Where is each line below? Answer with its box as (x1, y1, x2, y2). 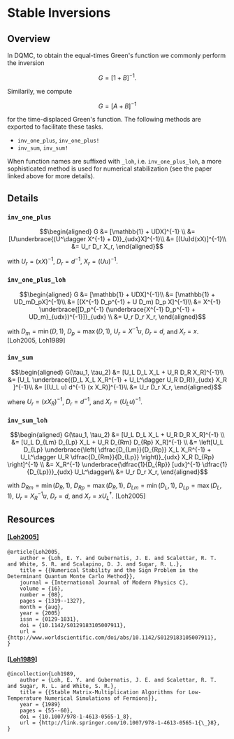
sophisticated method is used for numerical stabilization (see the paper (7, 164, 212, 173)
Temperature (7, 695, 42, 702)
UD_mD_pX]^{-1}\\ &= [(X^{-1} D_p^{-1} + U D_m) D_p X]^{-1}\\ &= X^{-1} (13, 297, 221, 306)
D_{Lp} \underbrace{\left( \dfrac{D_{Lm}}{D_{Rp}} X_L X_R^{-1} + (23, 445, 212, 454)
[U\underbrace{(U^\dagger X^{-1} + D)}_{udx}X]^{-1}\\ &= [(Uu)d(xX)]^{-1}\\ (8, 235, 227, 243)
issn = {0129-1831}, (20, 616, 80, 623)
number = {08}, (20, 591, 64, 598)
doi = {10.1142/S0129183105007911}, (20, 622, 127, 629)
